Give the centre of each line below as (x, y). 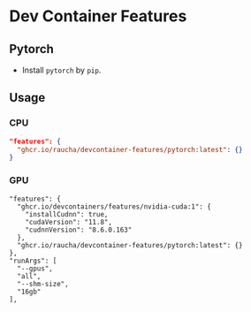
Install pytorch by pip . (61, 70)
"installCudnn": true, (67, 214)
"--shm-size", (43, 284)
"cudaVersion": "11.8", (69, 222)
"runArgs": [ (33, 261)
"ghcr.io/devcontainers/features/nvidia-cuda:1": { (114, 206)
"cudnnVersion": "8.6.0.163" (79, 230)
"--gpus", (35, 268)
